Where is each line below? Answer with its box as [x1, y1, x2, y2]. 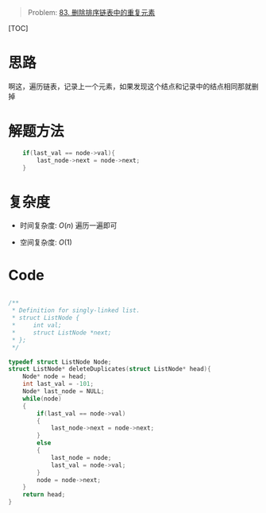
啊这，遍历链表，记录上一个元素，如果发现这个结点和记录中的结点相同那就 [8, 81, 252, 91]
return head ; [22, 491, 66, 499]
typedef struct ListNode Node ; [8, 357, 112, 366]
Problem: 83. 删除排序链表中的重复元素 [27, 8, 156, 17]
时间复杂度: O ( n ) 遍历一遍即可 [19, 221, 118, 230]
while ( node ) [22, 395, 62, 403]
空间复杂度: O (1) [19, 237, 73, 247]
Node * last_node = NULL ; [22, 388, 105, 395]
